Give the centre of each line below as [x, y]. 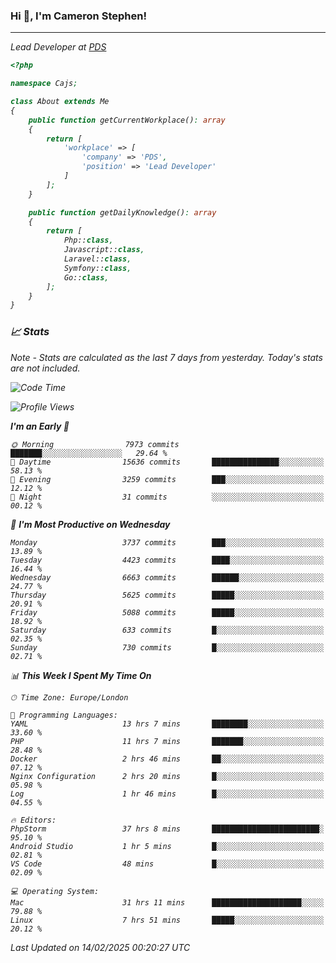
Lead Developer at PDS [58, 47]
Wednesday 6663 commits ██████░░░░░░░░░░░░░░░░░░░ [167, 577]
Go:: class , [86, 277]
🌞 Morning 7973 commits [95, 444]
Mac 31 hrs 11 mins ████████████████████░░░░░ [167, 902]
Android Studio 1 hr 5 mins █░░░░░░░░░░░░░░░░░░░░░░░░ [167, 846]
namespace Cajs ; [44, 84]
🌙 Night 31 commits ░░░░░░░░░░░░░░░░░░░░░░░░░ [167, 497]
